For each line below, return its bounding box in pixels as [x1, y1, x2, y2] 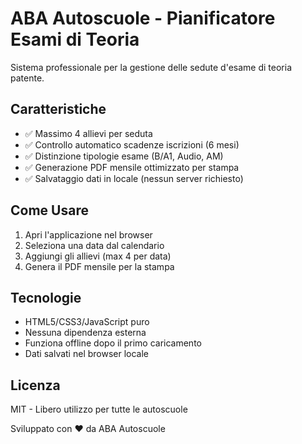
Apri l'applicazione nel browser [24, 228, 153, 241]
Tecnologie [10, 289, 82, 306]
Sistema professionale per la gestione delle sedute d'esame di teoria [10, 61, 293, 73]
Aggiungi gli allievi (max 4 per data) [24, 250, 172, 262]
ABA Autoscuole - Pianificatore [10, 7, 276, 30]
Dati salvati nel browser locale [24, 348, 150, 360]
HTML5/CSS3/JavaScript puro [24, 316, 150, 328]
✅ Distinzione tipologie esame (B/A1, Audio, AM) [24, 150, 224, 162]
